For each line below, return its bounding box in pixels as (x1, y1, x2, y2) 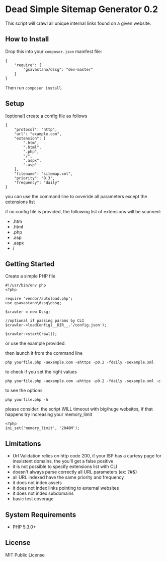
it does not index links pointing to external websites (12, 485, 119, 491)
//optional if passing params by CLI (5, 318, 85, 323)
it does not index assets (12, 480, 62, 486)
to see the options (5, 388, 43, 394)
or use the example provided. (5, 340, 66, 347)
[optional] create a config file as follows (5, 113, 88, 119)
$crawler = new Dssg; (5, 309, 51, 314)
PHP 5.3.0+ (12, 524, 36, 530)
